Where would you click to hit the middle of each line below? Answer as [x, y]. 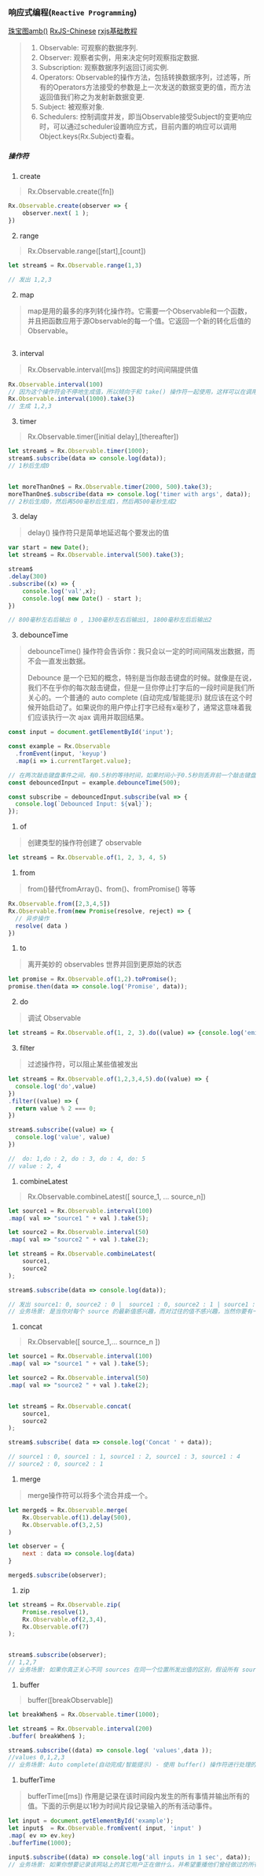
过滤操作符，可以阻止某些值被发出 [82, 1064]
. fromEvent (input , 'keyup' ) [61, 754]
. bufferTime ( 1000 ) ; [40, 1843]
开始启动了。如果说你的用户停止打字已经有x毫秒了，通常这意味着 [139, 707]
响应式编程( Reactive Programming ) [73, 12]
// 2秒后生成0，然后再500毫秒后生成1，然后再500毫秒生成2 [92, 502]
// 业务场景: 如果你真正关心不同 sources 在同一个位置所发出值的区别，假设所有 [123, 1670]
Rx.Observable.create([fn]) [71, 191]
